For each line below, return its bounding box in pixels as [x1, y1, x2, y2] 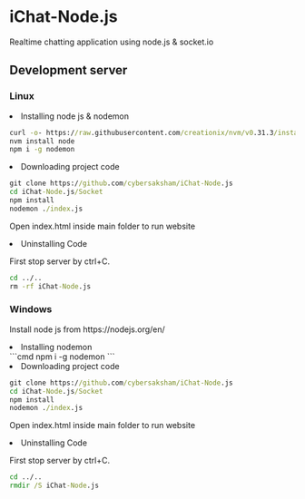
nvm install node [9, 136, 75, 146]
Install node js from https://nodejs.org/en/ [9, 324, 165, 335]
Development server [9, 63, 128, 78]
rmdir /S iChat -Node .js [9, 481, 100, 491]
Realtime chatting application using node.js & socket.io [9, 36, 214, 47]
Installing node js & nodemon [21, 111, 130, 122]
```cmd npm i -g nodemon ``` [9, 351, 115, 362]
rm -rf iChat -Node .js [9, 281, 92, 291]
